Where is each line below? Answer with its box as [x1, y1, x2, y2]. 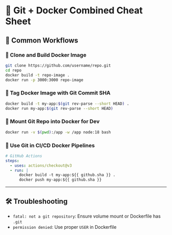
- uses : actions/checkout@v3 [10, 163, 72, 168]
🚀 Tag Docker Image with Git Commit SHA [5, 89, 111, 96]
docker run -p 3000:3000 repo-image [5, 77, 83, 83]
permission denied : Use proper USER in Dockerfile [12, 224, 117, 230]
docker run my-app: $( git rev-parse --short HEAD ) [5, 106, 114, 111]
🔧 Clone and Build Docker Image [5, 51, 87, 58]
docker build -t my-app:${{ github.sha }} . [18, 172, 116, 178]
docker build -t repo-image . [5, 72, 70, 77]
